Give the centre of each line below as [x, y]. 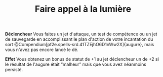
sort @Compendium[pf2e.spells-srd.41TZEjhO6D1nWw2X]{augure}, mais [80, 45]
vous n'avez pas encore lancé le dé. [42, 50]
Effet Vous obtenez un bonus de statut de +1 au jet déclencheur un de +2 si [82, 59]
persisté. [14, 70]
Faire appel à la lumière [83, 9]
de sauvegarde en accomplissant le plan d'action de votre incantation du [79, 39]
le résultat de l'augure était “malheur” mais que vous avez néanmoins [76, 64]
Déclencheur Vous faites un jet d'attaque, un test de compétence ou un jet [81, 34]
